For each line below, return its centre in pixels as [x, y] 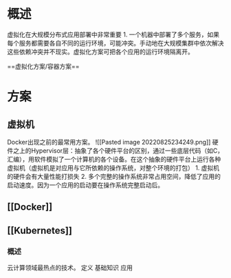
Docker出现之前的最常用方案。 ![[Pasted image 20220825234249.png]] [109, 142]
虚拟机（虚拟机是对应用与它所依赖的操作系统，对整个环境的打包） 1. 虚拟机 [113, 168]
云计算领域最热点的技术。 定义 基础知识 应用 [70, 268]
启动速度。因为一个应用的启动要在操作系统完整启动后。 [85, 185]
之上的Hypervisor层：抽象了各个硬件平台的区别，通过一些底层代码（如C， [118, 150]
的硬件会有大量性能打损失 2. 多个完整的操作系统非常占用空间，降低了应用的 [114, 176]
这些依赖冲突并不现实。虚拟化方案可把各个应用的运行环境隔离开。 [100, 52]
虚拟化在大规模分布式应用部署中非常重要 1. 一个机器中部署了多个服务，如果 [113, 34]
